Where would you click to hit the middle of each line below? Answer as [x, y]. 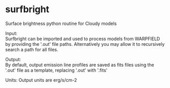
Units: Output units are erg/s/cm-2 [41, 80]
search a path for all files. [32, 49]
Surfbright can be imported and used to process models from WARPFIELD [83, 39]
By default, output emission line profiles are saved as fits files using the [80, 65]
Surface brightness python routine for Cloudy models [61, 23]
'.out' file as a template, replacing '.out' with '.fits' [56, 70]
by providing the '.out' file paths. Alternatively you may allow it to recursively [85, 44]
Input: [11, 33]
